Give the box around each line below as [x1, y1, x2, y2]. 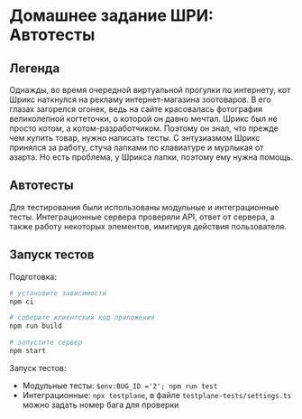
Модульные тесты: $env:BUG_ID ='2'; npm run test [22, 380, 218, 391]
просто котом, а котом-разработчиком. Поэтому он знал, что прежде [9, 123, 279, 134]
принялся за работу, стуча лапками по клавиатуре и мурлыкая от [9, 142, 264, 153]
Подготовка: [9, 271, 57, 282]
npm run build [9, 321, 63, 331]
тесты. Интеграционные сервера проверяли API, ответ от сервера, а [9, 211, 275, 222]
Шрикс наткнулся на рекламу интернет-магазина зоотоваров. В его [9, 94, 272, 105]
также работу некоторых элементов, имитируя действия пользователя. [9, 220, 287, 231]
